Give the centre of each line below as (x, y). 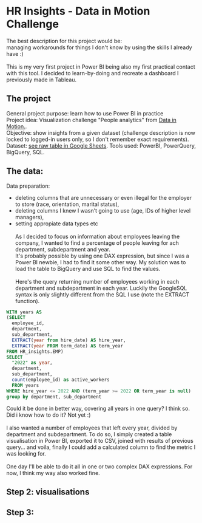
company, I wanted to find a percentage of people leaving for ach (97, 243)
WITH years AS (24, 312)
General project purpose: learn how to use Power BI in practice (85, 113)
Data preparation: (28, 186)
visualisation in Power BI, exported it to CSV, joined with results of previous (100, 440)
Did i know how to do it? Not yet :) (49, 415)
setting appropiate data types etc (56, 224)
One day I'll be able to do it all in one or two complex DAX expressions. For (99, 467)
